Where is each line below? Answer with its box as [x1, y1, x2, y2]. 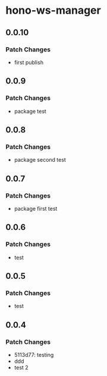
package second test [14, 156, 66, 164]
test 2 [14, 364, 29, 371]
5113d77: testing [14, 352, 54, 358]
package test [14, 107, 47, 115]
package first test [14, 205, 58, 212]
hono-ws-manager [5, 4, 102, 17]
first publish [14, 58, 44, 66]
